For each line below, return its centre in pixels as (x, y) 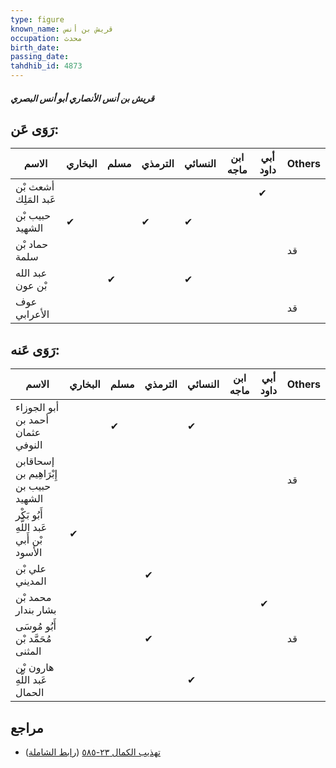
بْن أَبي (29, 540)
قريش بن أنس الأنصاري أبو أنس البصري (82, 98)
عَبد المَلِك (36, 199)
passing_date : (40, 57)
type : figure (37, 19)
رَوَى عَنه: (35, 349)
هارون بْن (35, 668)
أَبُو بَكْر (29, 515)
